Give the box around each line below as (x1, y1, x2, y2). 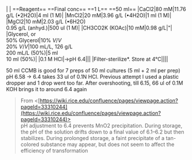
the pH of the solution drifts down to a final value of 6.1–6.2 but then (20, 128, 185, 135)
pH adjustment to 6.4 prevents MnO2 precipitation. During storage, (20, 122, 183, 129)
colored (20, 141, 39, 148)
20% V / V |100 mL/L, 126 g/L (6, 43, 73, 50)
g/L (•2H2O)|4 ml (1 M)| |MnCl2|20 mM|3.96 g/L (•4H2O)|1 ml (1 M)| (6, 12, 172, 19)
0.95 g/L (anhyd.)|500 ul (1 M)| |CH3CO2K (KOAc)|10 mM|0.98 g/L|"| (6, 24, 173, 31)
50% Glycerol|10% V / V (6, 37, 62, 44)
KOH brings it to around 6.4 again (6, 86, 87, 92)
